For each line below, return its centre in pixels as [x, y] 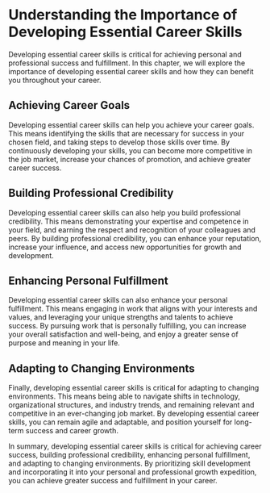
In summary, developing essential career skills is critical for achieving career [135, 446]
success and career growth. [72, 431]
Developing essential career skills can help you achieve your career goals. [131, 125]
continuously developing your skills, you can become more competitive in [130, 150]
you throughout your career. [55, 80]
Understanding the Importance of [123, 15]
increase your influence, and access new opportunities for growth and [125, 247]
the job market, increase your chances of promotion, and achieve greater [130, 159]
